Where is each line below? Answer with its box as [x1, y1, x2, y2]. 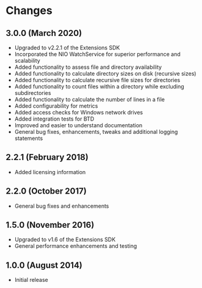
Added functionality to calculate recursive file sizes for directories [14, 77, 181, 83]
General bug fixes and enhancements [14, 202, 109, 209]
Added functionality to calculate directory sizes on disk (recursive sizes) [14, 70, 197, 77]
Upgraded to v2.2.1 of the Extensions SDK [14, 44, 120, 51]
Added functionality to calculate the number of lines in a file [14, 96, 165, 103]
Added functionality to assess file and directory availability [14, 63, 162, 71]
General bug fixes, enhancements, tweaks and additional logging [14, 128, 178, 135]
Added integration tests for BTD [14, 115, 95, 122]
